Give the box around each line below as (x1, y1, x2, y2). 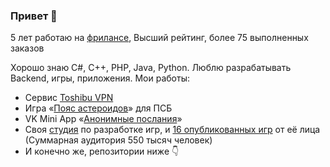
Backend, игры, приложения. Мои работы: (10, 72, 190, 84)
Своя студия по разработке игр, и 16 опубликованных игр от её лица (24, 124, 321, 136)
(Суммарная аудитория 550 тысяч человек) (24, 134, 213, 146)
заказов (10, 42, 45, 54)
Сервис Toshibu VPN (24, 92, 114, 104)
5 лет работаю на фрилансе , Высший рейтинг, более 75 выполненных (10, 32, 309, 44)
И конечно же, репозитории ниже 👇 (24, 145, 180, 158)
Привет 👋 (10, 9, 58, 23)
